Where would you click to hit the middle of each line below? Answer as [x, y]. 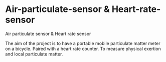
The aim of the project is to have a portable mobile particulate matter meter [83, 43]
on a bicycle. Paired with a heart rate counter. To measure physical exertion [83, 48]
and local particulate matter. [34, 54]
